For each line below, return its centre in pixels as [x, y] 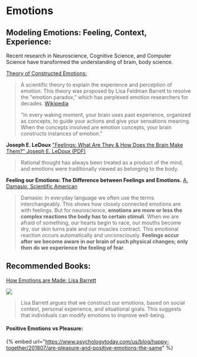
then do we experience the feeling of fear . [73, 247]
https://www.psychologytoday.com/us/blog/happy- [107, 342]
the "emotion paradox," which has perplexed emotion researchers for [104, 97]
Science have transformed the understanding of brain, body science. [90, 62]
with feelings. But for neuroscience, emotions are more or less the [101, 210]
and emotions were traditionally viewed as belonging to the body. [99, 169]
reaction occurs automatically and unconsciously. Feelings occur [100, 235]
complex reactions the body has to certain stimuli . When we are [100, 216]
